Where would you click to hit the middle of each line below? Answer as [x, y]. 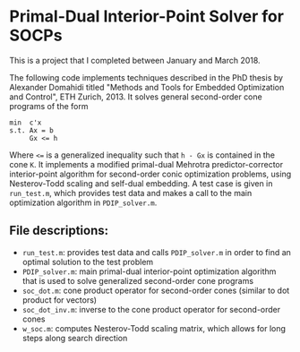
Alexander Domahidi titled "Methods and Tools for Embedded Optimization [147, 87]
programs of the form [49, 106]
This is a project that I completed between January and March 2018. [135, 60]
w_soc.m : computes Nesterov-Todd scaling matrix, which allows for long [154, 328]
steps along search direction [75, 338]
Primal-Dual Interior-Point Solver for [147, 17]
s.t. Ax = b [31, 130]
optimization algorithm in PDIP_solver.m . [83, 202]
